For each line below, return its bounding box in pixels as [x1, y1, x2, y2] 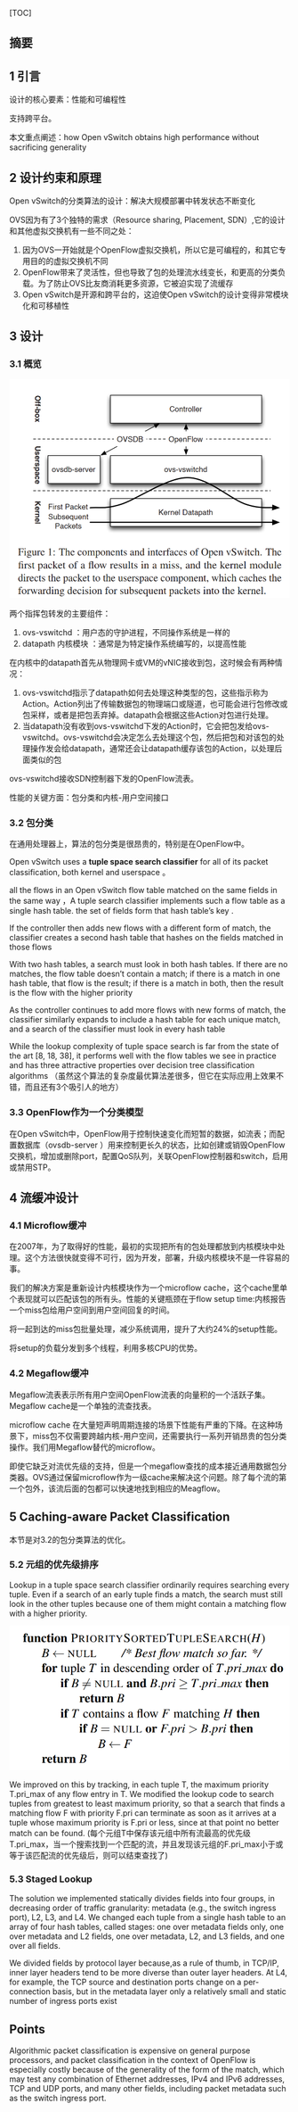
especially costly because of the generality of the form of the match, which [9, 2064, 285, 2075]
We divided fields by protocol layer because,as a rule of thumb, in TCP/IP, [9, 1958, 280, 1968]
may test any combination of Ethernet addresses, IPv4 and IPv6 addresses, [9, 2074, 286, 2084]
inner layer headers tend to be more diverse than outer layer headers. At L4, [9, 1967, 287, 1978]
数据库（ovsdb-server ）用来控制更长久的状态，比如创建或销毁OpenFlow [16, 1139, 286, 1150]
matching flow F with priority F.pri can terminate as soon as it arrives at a [9, 1807, 278, 1818]
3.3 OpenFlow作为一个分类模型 [9, 1106, 144, 1119]
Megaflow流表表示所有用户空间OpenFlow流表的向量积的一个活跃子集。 [9, 1389, 270, 1400]
